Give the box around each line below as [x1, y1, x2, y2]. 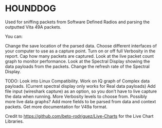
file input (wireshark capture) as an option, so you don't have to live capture [5, 88, 157, 94]
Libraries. [5, 118, 24, 124]
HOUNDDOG [5, 3, 56, 14]
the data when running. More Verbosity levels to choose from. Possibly [5, 93, 147, 99]
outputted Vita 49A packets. [5, 24, 62, 30]
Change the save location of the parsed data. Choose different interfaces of [5, 43, 157, 48]
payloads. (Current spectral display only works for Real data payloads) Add [5, 83, 156, 89]
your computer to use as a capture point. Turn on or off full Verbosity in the [5, 48, 156, 54]
